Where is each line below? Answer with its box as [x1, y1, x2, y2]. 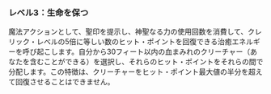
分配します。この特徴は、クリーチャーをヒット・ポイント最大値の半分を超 [8, 67, 256, 77]
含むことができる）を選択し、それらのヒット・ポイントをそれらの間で [29, 57, 264, 67]
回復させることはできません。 [15, 77, 115, 87]
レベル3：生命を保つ [8, 6, 89, 18]
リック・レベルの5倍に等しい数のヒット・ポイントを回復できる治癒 [8, 37, 232, 47]
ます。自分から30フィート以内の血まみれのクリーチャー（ [57, 47, 251, 57]
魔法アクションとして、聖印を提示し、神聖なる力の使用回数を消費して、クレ [8, 27, 263, 37]
